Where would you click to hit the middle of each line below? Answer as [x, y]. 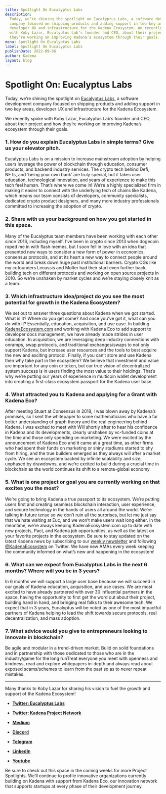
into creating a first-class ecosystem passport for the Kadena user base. [79, 382]
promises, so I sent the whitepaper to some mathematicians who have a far [82, 417]
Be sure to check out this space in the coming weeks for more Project [76, 771]
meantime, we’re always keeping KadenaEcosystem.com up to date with [79, 525]
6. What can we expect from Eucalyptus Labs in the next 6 [76, 564]
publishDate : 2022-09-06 [31, 51]
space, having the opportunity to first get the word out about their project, [80, 597]
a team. [13, 283]
